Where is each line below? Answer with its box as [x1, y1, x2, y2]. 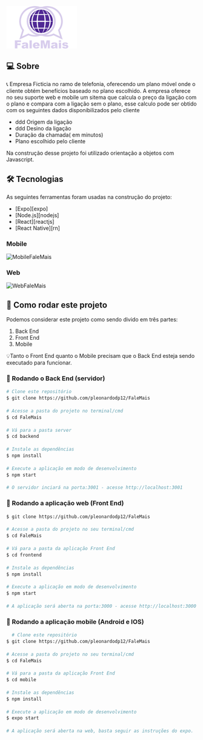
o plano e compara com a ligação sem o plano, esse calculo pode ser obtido [6, 100, 197, 107]
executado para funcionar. [6, 359, 72, 366]
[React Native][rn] [15, 224, 61, 232]
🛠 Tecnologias [6, 174, 64, 184]
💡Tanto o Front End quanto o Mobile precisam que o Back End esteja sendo [6, 352, 195, 360]
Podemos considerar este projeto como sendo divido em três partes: [6, 316, 178, 323]
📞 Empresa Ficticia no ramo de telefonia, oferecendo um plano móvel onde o [6, 80, 196, 87]
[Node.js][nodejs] [15, 211, 59, 218]
